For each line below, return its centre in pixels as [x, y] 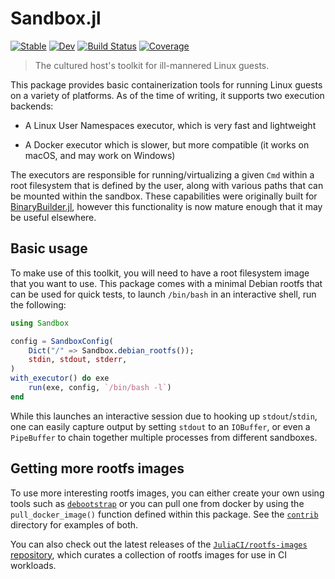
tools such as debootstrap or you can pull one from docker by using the [157, 503]
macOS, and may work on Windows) [100, 155]
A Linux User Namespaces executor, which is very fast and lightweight [170, 125]
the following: [38, 304]
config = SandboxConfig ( [62, 341]
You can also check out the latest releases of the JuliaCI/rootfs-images [159, 544]
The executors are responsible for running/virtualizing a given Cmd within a [162, 174]
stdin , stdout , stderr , [78, 360]
